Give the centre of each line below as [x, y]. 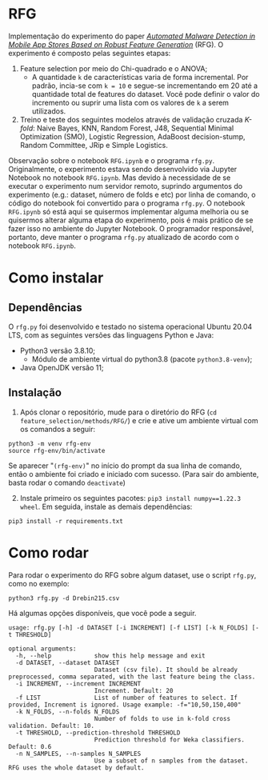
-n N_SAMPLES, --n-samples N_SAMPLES [78, 754]
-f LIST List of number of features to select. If [127, 698]
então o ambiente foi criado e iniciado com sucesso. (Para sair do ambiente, [134, 474]
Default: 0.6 [30, 746]
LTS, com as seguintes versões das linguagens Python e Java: [111, 335]
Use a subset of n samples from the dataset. [171, 761]
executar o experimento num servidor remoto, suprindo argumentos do [125, 186]
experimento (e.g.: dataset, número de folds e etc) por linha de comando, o [132, 194]
